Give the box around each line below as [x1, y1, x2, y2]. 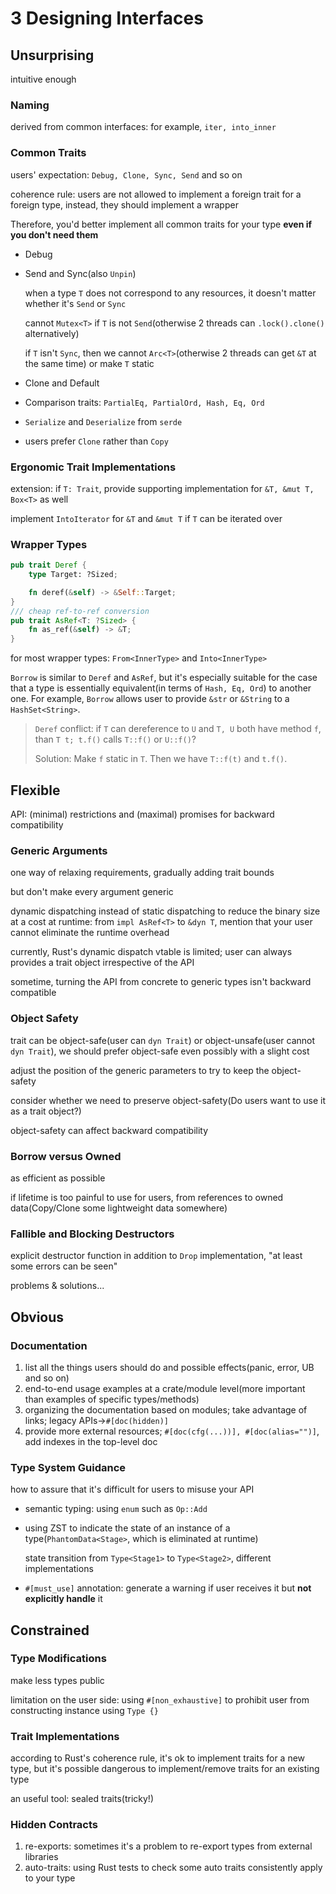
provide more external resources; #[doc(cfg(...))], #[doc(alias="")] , [24, 1425, 320, 1437]
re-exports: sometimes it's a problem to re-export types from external [24, 1840, 313, 1852]
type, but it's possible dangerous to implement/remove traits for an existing [10, 1763, 320, 1775]
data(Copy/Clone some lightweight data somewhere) [10, 1202, 228, 1214]
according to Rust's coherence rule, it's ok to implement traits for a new [10, 1752, 306, 1764]
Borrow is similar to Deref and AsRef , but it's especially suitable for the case [10, 672, 318, 684]
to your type [24, 1872, 76, 1884]
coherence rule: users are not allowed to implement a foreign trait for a [10, 188, 302, 200]
